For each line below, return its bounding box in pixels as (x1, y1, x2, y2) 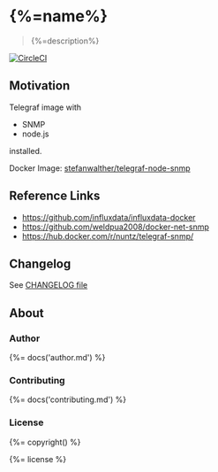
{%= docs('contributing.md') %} (9, 394, 126, 405)
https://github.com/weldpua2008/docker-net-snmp (21, 221, 210, 232)
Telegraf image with (9, 102, 82, 112)
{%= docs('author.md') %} (9, 352, 106, 363)
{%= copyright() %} (9, 437, 81, 447)
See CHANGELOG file (9, 280, 88, 290)
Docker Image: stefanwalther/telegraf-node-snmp (9, 162, 192, 174)
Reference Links (9, 189, 101, 204)
